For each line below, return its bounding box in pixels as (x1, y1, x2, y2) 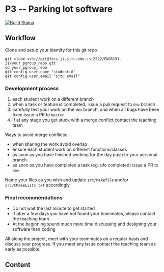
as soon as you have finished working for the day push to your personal (12, 152, 158, 158)
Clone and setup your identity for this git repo (5, 47, 97, 53)
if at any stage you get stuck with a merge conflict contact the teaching (12, 117, 157, 123)
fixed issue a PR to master (12, 112, 65, 118)
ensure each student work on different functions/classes (12, 146, 127, 153)
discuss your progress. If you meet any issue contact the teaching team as (5, 241, 156, 247)
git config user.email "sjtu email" (5, 74, 80, 79)
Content (5, 260, 31, 269)
